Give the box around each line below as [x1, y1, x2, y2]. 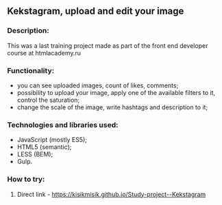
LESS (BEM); [16, 150, 53, 159]
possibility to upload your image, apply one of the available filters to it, [16, 88, 216, 96]
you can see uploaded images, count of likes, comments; [16, 81, 179, 90]
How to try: [7, 174, 45, 184]
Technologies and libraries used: [7, 120, 119, 129]
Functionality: [7, 66, 55, 75]
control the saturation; [16, 96, 80, 104]
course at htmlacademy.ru [7, 49, 81, 57]
